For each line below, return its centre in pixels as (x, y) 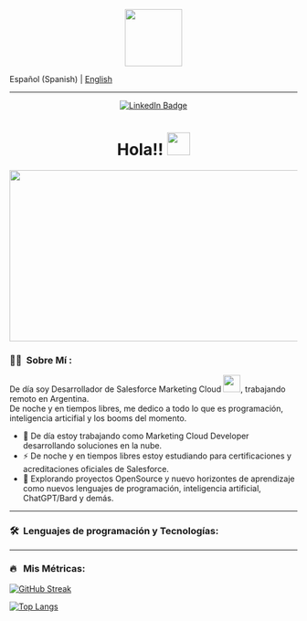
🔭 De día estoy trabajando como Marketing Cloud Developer (136, 436)
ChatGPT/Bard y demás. (68, 499)
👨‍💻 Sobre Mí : (41, 360)
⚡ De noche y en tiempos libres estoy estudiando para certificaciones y (157, 456)
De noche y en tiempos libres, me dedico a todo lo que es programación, (147, 409)
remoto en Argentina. (49, 399)
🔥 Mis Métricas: (48, 569)
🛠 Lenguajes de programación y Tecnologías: (114, 532)
